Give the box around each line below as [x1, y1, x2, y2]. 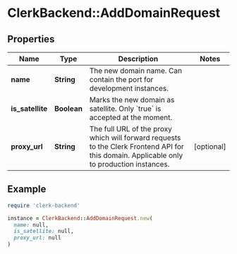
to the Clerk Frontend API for [89, 142, 185, 151]
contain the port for [89, 75, 154, 84]
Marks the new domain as [89, 95, 175, 104]
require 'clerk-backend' [7, 202, 80, 209]
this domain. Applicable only [89, 150, 183, 160]
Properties [7, 33, 55, 45]
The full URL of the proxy [89, 124, 173, 133]
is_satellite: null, [13, 228, 74, 235]
